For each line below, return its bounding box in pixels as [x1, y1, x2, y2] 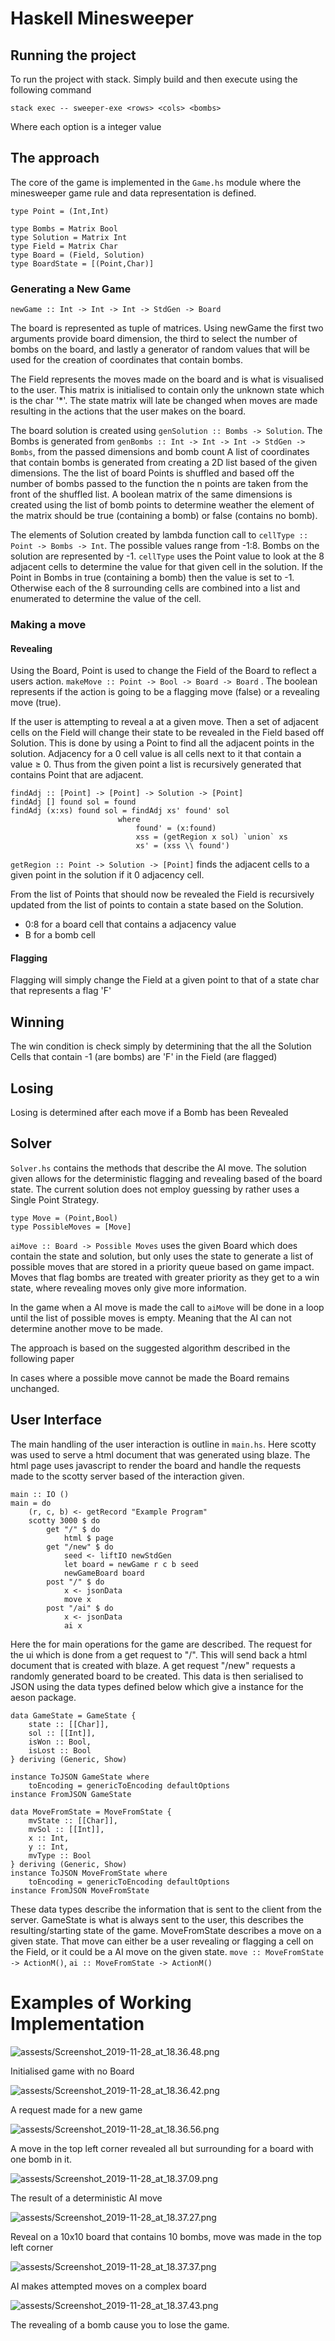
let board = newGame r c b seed [63, 1559, 199, 1569]
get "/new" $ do [46, 1542, 114, 1552]
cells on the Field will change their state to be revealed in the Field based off [10, 727, 325, 739]
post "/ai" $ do [46, 1603, 114, 1613]
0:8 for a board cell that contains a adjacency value [24, 918, 237, 931]
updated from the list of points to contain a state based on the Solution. [10, 899, 304, 911]
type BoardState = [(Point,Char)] [10, 258, 155, 269]
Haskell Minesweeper [10, 7, 194, 30]
